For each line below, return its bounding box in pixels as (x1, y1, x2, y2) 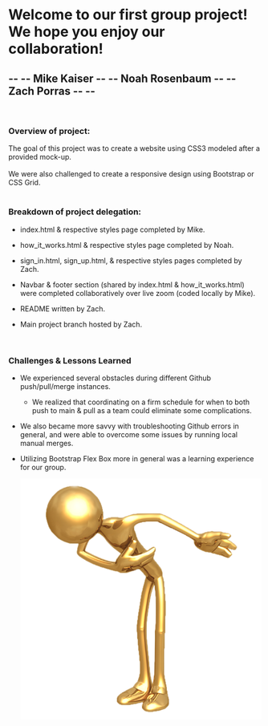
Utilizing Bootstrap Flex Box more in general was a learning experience (19, 453, 254, 463)
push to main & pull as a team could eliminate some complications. (31, 405, 252, 415)
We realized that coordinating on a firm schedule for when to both (31, 397, 250, 407)
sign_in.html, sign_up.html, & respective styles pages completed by (19, 255, 242, 266)
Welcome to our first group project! (8, 6, 249, 24)
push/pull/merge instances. (19, 381, 111, 391)
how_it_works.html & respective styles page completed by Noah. (19, 240, 234, 249)
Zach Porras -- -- (8, 84, 96, 98)
